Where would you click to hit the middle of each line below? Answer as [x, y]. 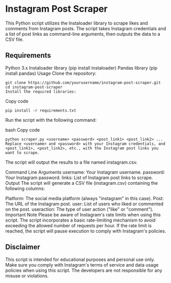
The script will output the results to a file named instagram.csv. [71, 162]
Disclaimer [23, 247]
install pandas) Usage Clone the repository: [51, 73]
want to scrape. [22, 153]
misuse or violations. [27, 276]
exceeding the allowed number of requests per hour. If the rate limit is [79, 225]
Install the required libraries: [41, 92]
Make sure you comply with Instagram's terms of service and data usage [82, 265]
